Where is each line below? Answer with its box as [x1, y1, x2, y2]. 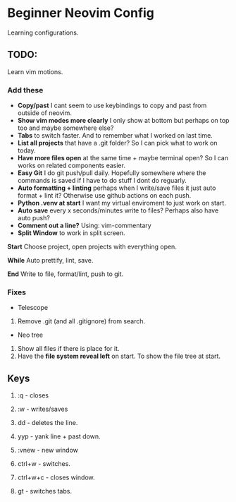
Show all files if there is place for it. [17, 345, 120, 353]
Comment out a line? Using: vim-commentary [17, 221, 151, 230]
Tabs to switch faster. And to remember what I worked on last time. [17, 131, 213, 140]
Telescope [17, 304, 48, 312]
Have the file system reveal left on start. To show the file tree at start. [17, 352, 221, 361]
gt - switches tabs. [17, 487, 73, 496]
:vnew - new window [17, 446, 79, 455]
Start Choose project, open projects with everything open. [7, 242, 178, 251]
